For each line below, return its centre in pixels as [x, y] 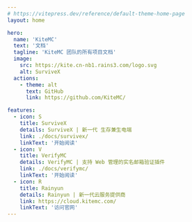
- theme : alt [39, 84]
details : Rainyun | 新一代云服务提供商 [73, 195]
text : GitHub [45, 91]
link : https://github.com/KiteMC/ [76, 98]
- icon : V [27, 149]
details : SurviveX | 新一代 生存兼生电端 [76, 130]
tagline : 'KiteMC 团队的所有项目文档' [65, 52]
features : [22, 110]
